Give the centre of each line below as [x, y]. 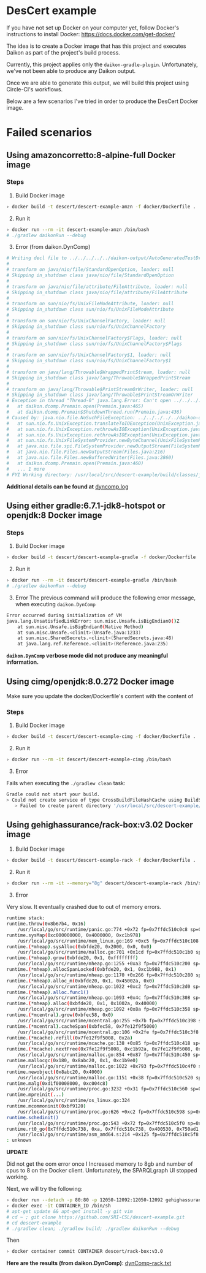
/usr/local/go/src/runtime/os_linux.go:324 [74, 1101]
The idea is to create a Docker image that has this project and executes [96, 46]
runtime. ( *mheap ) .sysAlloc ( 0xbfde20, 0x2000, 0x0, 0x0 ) [79, 947]
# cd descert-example [34, 1223]
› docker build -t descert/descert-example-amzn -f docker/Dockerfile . [101, 207]
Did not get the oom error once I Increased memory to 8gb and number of [100, 1164]
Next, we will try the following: [44, 1189]
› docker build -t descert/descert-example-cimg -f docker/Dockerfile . [101, 737]
